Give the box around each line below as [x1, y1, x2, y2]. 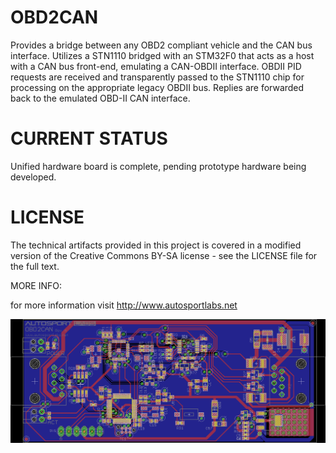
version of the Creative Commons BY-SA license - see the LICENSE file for [10, 249, 318, 261]
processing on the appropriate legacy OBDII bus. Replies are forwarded [10, 81, 305, 93]
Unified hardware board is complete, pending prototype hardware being [10, 160, 307, 172]
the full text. [10, 260, 60, 272]
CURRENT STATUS [10, 127, 168, 150]
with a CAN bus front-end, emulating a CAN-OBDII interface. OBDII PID [10, 60, 302, 72]
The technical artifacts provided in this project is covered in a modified [10, 239, 302, 251]
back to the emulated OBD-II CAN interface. [10, 92, 191, 104]
